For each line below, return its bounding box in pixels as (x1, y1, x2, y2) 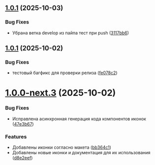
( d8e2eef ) (12, 155, 33, 161)
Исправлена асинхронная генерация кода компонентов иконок (12, 115, 147, 122)
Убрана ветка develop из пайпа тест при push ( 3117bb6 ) (12, 29, 129, 36)
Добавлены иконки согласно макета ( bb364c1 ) (12, 144, 112, 150)
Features (5, 133, 27, 140)
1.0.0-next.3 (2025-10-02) (5, 87, 116, 98)
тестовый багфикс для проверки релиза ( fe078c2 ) (12, 70, 118, 76)
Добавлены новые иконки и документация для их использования (12, 150, 151, 156)
